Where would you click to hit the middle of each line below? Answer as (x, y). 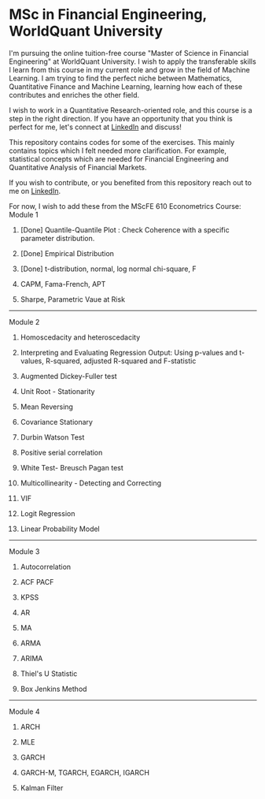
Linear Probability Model (60, 529)
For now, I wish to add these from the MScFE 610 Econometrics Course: (125, 206)
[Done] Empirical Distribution (67, 253)
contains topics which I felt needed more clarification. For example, (118, 151)
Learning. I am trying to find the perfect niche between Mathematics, (121, 78)
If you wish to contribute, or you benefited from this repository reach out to (131, 182)
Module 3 (24, 551)
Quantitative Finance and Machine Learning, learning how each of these (126, 86)
